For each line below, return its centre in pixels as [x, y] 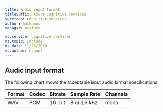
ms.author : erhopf [24, 50]
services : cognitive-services [36, 19]
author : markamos [23, 23]
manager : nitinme [23, 28]
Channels [116, 94]
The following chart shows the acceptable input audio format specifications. [82, 82]
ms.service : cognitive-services [38, 37]
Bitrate [58, 94]
